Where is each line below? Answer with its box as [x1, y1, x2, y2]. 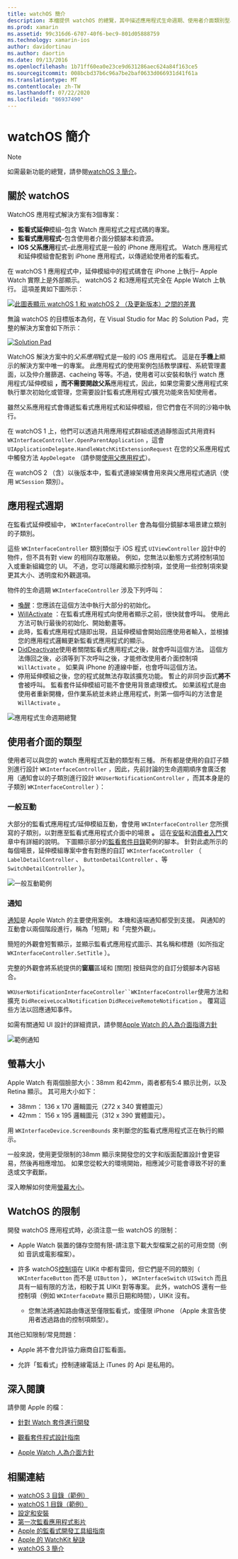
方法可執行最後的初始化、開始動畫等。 [17, 618, 130, 627]
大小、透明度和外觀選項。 [19, 570, 94, 579]
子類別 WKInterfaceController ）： [7, 782, 106, 791]
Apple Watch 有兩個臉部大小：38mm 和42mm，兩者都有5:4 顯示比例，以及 [7, 1078, 227, 1086]
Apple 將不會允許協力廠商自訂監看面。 [17, 1345, 130, 1353]
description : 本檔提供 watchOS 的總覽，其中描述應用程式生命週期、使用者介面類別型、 [7, 17, 236, 24]
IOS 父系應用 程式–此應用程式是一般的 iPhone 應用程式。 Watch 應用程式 [17, 242, 228, 252]
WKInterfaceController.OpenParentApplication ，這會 [7, 435, 164, 444]
